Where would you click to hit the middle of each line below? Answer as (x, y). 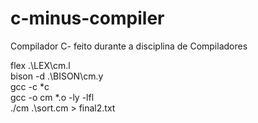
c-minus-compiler (87, 18)
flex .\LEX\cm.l (40, 65)
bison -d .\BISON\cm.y (57, 76)
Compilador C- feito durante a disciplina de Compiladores (129, 46)
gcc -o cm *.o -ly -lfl (52, 97)
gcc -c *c (30, 86)
